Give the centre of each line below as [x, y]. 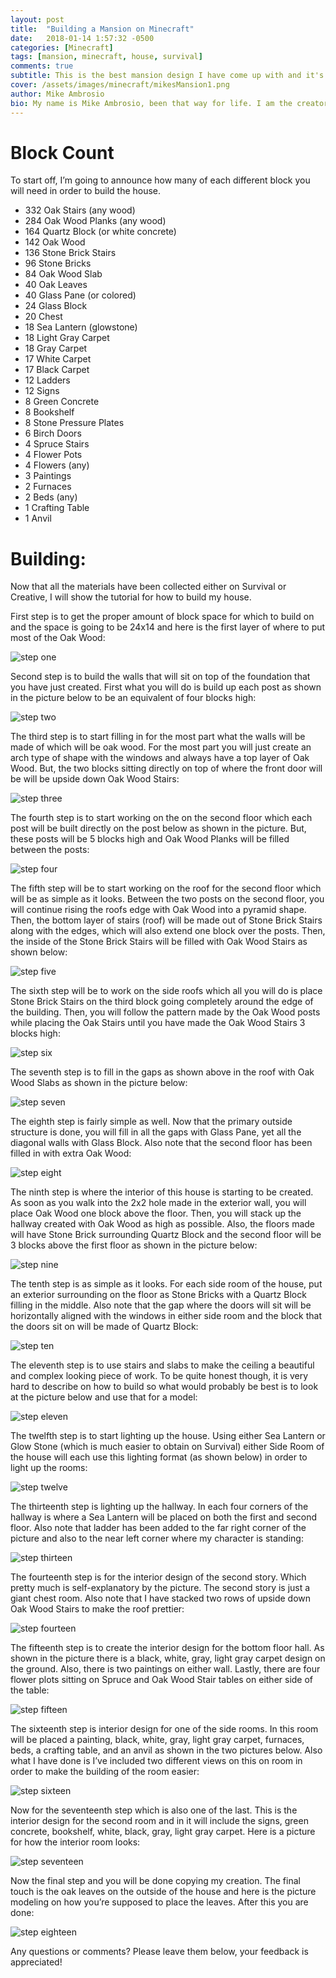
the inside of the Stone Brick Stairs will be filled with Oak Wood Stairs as [159, 942]
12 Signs [42, 391]
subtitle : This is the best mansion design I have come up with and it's [167, 76]
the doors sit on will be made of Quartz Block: [104, 1327]
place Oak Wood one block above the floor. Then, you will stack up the [156, 1213]
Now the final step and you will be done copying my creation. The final [155, 1881]
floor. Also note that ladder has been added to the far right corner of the [158, 1528]
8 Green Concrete [62, 402]
